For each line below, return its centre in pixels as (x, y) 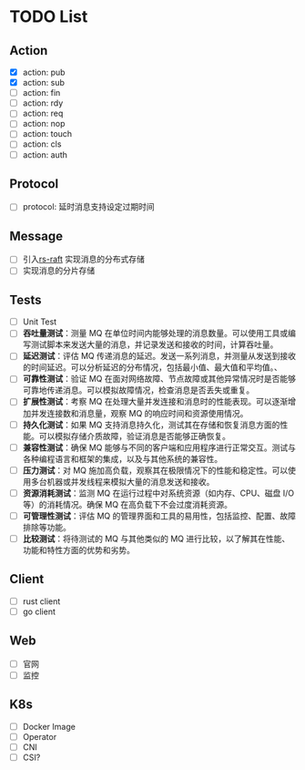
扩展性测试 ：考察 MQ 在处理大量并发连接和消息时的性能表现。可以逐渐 (155, 402)
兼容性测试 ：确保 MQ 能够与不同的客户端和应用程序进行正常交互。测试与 (159, 447)
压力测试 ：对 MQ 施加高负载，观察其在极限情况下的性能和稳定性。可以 (155, 470)
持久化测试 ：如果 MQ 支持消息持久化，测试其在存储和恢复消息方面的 (151, 425)
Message (36, 236)
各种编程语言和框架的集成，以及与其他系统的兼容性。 (122, 458)
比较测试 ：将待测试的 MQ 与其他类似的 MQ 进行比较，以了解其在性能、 (156, 539)
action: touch (47, 134)
